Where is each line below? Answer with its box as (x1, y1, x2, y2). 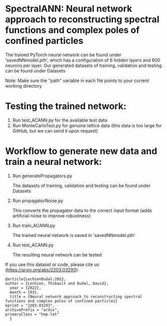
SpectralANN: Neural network (5, 3, 132, 15)
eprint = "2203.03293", (5, 303, 55, 308)
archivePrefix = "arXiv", (5, 307, 59, 312)
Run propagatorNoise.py (12, 197, 64, 204)
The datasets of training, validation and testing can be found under (12, 182, 151, 189)
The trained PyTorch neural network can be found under (5, 51, 122, 58)
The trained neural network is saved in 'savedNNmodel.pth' (12, 232, 136, 238)
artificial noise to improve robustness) (12, 212, 91, 219)
